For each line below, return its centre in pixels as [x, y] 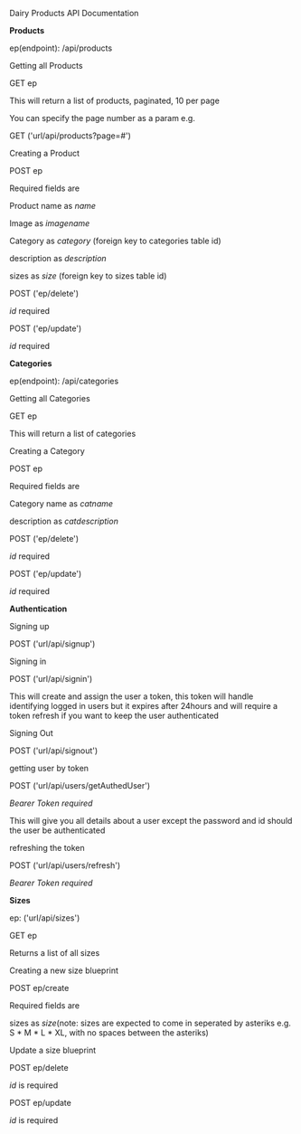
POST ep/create [39, 988]
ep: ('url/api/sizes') [45, 918]
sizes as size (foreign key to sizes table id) [88, 276]
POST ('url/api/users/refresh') [65, 865]
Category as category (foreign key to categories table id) [115, 241]
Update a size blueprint [53, 1050]
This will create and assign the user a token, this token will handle [132, 696]
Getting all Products [46, 66]
